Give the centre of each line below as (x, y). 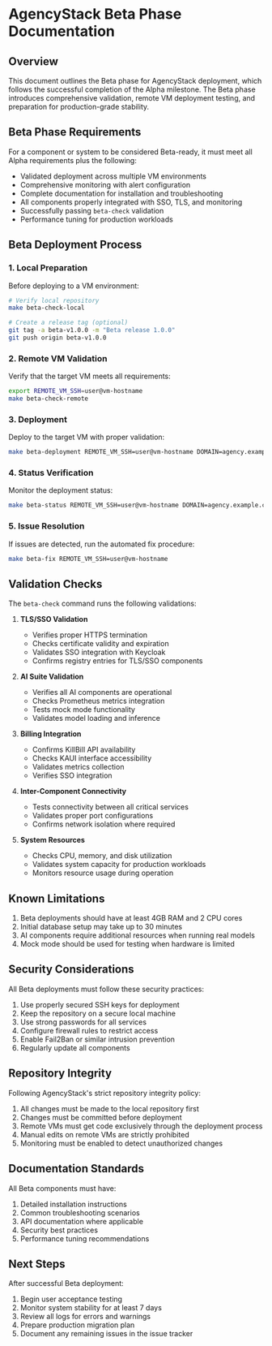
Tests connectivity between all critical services (110, 807)
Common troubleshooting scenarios (80, 1212)
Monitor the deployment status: (61, 490)
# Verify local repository (54, 300)
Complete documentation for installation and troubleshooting (121, 193)
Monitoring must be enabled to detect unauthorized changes (121, 1143)
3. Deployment (38, 419)
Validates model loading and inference (96, 718)
